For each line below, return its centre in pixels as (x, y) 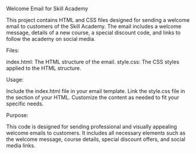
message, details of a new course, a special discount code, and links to (94, 33)
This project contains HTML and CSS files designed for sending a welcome (98, 20)
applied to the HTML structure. (44, 68)
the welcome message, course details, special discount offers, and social (96, 139)
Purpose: (17, 115)
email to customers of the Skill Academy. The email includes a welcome (94, 26)
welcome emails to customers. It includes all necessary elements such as (96, 133)
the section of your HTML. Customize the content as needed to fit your (93, 97)
